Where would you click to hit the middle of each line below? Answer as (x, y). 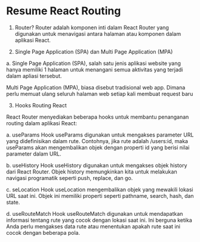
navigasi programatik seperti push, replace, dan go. (70, 178)
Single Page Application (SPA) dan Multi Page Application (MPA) (94, 51)
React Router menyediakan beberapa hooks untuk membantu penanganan (98, 117)
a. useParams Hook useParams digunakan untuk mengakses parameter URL (100, 135)
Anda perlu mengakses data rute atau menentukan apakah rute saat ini (93, 226)
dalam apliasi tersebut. (34, 76)
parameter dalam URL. (34, 154)
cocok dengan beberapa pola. (43, 232)
